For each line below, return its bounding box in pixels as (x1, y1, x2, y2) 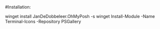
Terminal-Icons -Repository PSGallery (5, 19, 81, 24)
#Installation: (5, 4, 31, 10)
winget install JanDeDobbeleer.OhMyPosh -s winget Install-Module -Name (5, 14, 155, 19)
